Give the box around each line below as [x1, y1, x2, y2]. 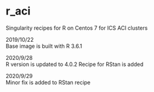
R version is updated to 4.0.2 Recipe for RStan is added [5, 61, 144, 68]
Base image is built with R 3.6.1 [5, 42, 82, 50]
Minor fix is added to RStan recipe [5, 79, 91, 86]
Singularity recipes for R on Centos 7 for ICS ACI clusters [5, 24, 148, 31]
